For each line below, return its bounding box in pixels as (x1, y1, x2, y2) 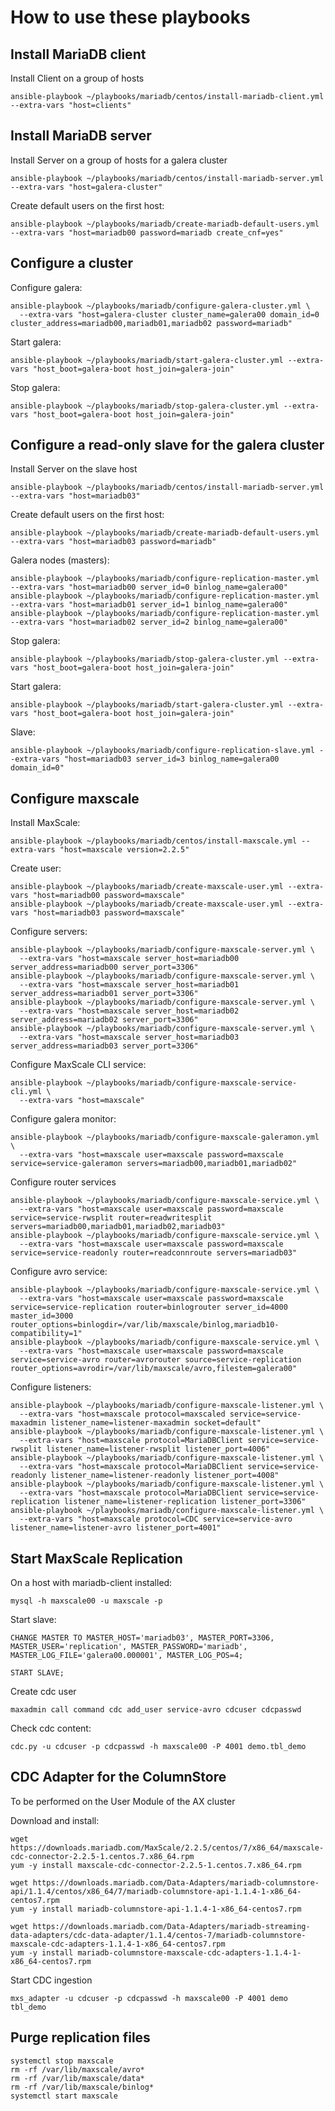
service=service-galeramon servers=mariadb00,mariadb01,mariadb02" (10, 1159, 298, 1169)
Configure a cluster (10, 255, 134, 272)
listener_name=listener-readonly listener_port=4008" (50, 1471, 280, 1481)
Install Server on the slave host (10, 463, 138, 475)
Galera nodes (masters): (10, 554, 110, 566)
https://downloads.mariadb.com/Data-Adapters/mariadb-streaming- (32, 1921, 311, 1931)
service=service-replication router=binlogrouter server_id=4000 (10, 1302, 288, 1313)
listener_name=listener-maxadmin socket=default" (50, 1418, 262, 1428)
